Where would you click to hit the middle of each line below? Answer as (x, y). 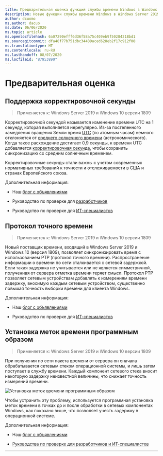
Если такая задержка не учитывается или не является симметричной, (78, 268)
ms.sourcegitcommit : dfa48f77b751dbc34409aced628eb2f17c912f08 (70, 41)
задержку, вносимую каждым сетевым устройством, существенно (75, 283)
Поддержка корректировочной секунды (70, 101)
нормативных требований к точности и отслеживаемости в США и (74, 168)
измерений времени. (27, 381)
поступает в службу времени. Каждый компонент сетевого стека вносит (81, 371)
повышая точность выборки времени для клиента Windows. (67, 289)
